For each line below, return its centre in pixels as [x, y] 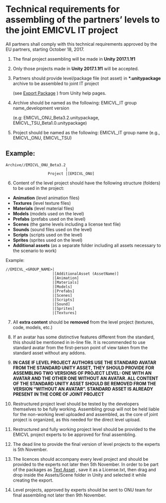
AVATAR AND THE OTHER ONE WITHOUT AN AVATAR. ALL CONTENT [85, 378]
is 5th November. [30, 449]
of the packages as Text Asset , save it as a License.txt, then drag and [84, 469]
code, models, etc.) [32, 327]
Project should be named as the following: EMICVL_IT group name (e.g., [86, 132]
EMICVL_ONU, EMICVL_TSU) [42, 138]
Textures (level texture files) [42, 203]
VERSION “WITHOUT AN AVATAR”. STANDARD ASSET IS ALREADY [83, 389]
